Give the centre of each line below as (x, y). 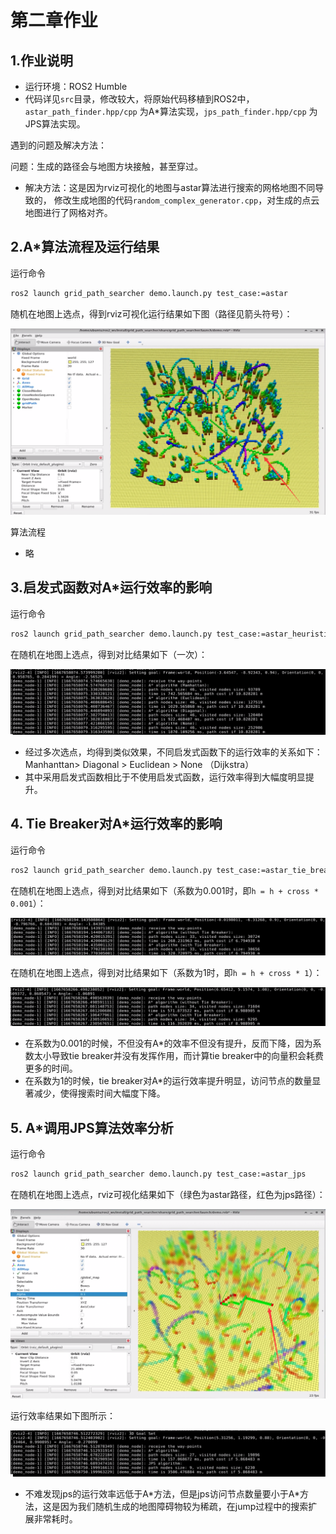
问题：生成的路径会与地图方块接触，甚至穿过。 (106, 166)
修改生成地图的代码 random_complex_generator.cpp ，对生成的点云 (186, 200)
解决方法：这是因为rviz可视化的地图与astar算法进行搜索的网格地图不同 (170, 187)
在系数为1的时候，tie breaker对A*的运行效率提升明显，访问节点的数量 (168, 1081)
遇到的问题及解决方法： (58, 145)
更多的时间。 (51, 1068)
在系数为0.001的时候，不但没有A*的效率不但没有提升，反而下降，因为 (168, 1043)
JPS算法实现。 (55, 124)
